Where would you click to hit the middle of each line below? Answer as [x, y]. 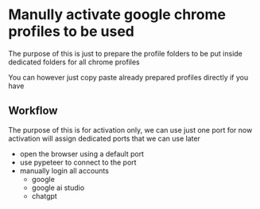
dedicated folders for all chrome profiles [74, 62]
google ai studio [58, 188]
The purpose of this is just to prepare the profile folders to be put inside [125, 53]
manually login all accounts [64, 170]
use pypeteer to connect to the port [78, 162]
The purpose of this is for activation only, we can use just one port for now [130, 130]
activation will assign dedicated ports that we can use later [105, 138]
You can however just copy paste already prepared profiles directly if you [128, 77]
